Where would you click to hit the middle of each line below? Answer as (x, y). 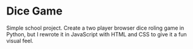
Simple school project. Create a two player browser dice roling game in (95, 28)
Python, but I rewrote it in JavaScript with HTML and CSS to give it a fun (96, 34)
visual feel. (20, 41)
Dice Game (34, 11)
